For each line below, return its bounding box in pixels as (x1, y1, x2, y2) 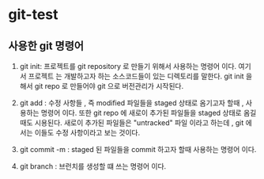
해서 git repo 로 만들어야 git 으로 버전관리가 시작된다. (19, 82, 184, 90)
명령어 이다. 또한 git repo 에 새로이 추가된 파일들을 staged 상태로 (40, 109, 243, 117)
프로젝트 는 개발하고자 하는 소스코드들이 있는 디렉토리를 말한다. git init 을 (28, 71, 253, 81)
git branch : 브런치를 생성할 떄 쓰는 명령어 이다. (19, 162, 167, 171)
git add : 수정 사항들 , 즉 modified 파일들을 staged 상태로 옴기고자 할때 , (19, 98, 244, 108)
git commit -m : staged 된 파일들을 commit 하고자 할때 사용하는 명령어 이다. (19, 145, 257, 154)
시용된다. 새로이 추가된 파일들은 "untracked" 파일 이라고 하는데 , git (34, 118, 244, 128)
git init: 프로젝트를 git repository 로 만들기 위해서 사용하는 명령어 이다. (19, 62, 237, 70)
